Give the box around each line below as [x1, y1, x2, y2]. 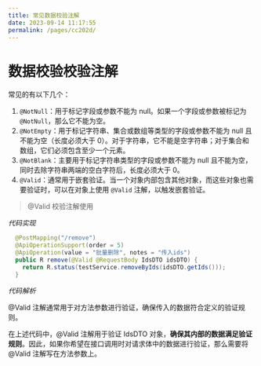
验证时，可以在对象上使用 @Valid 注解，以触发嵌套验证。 [26, 185, 210, 195]
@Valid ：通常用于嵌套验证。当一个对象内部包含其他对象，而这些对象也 [19, 175, 247, 185]
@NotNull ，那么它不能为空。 [19, 116, 111, 126]
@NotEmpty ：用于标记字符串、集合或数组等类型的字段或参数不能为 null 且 [19, 126, 252, 136]
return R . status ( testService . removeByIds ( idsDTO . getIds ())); [22, 263, 226, 271]
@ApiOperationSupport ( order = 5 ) [15, 241, 125, 250]
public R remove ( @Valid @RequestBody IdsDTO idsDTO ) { [15, 256, 198, 264]
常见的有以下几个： [8, 90, 71, 99]
